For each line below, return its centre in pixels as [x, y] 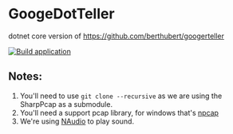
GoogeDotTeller [61, 14]
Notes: [25, 77]
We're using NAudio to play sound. [77, 121]
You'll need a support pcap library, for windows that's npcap [119, 112]
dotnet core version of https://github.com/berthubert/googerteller [116, 36]
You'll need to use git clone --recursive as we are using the [121, 96]
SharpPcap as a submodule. [66, 104]
